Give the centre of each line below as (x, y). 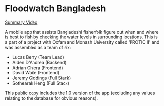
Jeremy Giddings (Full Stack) (42, 78)
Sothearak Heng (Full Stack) (41, 83)
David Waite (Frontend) (36, 72)
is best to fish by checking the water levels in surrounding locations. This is (81, 37)
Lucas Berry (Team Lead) (38, 57)
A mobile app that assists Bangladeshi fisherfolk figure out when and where (82, 32)
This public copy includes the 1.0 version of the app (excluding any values (80, 93)
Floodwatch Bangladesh (56, 9)
